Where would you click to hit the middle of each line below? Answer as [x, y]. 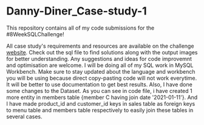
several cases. [24, 117]
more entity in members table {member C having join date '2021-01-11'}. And [102, 97]
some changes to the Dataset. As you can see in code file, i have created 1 [99, 91]
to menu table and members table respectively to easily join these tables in [100, 110]
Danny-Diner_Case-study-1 [76, 11]
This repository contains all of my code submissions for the [80, 28]
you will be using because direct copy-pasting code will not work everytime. [102, 78]
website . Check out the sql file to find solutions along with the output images [102, 52]
